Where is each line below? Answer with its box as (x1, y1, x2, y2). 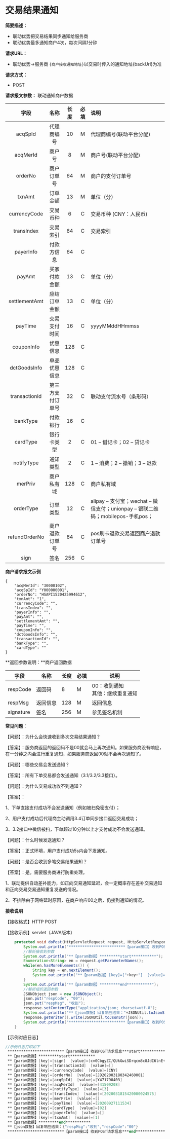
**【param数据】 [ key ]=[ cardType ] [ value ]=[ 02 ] (7, 1106, 107, 1111)
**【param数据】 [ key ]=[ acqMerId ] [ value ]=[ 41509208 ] (7, 1082, 120, 1087)
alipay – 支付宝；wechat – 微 (90, 497, 158, 504)
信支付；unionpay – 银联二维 (90, 505, 159, 512)
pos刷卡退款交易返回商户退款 (90, 530, 160, 537)
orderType (13, 505, 38, 512)
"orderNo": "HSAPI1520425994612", (14, 592, 87, 597)
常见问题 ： (5, 723, 28, 729)
